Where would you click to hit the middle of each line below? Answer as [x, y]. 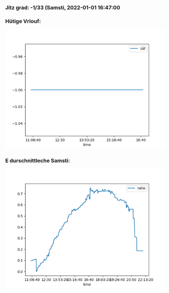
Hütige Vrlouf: [23, 21]
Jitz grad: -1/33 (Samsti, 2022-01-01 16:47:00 [63, 8]
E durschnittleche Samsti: [38, 161]
